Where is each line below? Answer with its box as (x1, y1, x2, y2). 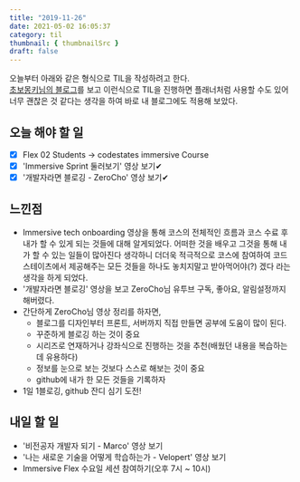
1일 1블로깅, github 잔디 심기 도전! (22, 385, 142, 396)
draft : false (9, 47, 59, 56)
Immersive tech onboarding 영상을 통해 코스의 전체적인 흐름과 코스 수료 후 (22, 227, 289, 237)
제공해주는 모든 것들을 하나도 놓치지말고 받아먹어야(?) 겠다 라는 (69, 260, 291, 272)
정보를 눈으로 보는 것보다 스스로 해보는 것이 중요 (35, 362, 205, 373)
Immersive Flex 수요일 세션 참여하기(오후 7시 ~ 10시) (22, 463, 211, 474)
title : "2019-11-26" (9, 13, 88, 23)
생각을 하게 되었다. (22, 272, 89, 283)
